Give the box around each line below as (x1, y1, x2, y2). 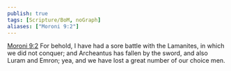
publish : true (7, 10, 49, 17)
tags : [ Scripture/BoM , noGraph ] (7, 17, 101, 23)
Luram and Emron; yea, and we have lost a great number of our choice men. (7, 57, 225, 65)
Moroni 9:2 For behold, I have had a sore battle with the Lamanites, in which (7, 42, 225, 50)
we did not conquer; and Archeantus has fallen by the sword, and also (7, 49, 209, 57)
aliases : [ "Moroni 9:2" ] (7, 23, 79, 30)
